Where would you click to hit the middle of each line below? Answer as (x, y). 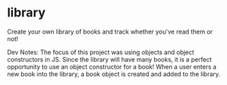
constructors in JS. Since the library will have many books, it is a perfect (109, 59)
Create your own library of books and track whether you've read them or (110, 32)
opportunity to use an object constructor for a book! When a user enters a (112, 66)
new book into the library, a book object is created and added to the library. (114, 74)
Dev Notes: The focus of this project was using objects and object (101, 52)
